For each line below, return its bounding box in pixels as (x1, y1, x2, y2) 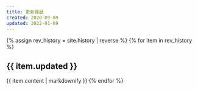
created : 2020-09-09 (6, 15, 59, 21)
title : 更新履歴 (6, 9, 44, 15)
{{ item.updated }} (6, 61, 78, 71)
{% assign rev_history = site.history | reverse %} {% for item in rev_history (6, 37, 193, 44)
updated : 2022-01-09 (6, 20, 59, 26)
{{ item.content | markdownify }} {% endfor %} (6, 77, 124, 85)
